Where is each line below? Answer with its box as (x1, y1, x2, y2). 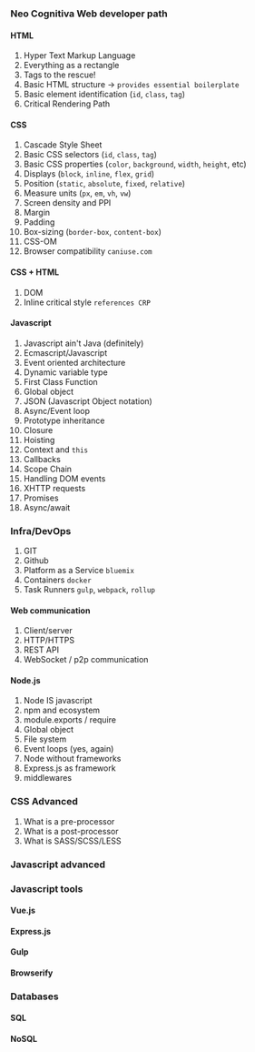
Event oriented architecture (23, 357, 126, 368)
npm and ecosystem (23, 704, 101, 716)
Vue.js (10, 905, 35, 916)
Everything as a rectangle (23, 60, 120, 71)
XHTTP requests (23, 482, 86, 493)
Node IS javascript (23, 695, 93, 706)
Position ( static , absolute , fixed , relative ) (23, 178, 185, 189)
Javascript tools (10, 882, 83, 895)
